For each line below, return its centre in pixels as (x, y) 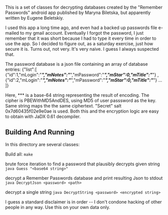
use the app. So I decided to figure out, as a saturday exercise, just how (79, 44)
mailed (12, 33)
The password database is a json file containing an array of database (76, 64)
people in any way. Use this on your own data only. (58, 207)
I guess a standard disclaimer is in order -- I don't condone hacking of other (83, 202)
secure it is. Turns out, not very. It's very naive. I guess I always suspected (82, 49)
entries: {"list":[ (21, 69)
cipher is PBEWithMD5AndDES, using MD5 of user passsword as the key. (81, 100)
